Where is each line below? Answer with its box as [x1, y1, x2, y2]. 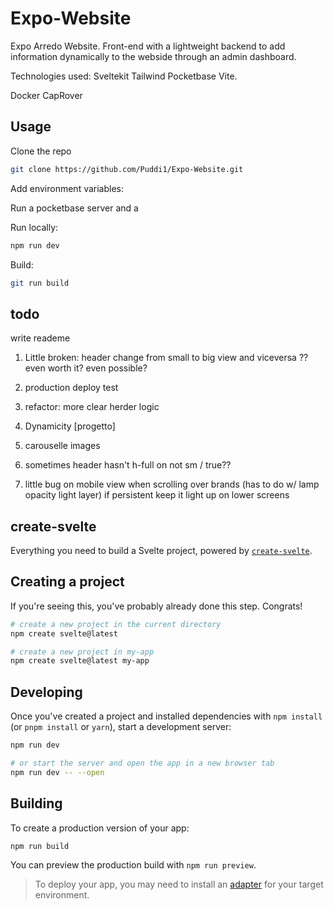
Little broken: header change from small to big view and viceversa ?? [24, 352, 309, 364]
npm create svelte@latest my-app [10, 656, 150, 666]
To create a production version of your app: [10, 822, 190, 834]
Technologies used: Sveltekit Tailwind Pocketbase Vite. [10, 70, 238, 82]
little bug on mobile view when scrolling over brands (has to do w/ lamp [24, 478, 320, 491]
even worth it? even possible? [24, 362, 148, 374]
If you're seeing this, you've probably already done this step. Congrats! [10, 600, 303, 612]
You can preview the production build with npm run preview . [10, 859, 257, 871]
